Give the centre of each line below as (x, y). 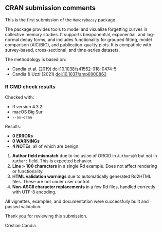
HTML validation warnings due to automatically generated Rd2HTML (82, 176)
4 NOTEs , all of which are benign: (46, 146)
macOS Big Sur (27, 112)
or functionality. (28, 171)
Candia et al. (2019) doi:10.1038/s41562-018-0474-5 (64, 69)
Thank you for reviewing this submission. (46, 216)
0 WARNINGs (26, 141)
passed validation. (23, 207)
